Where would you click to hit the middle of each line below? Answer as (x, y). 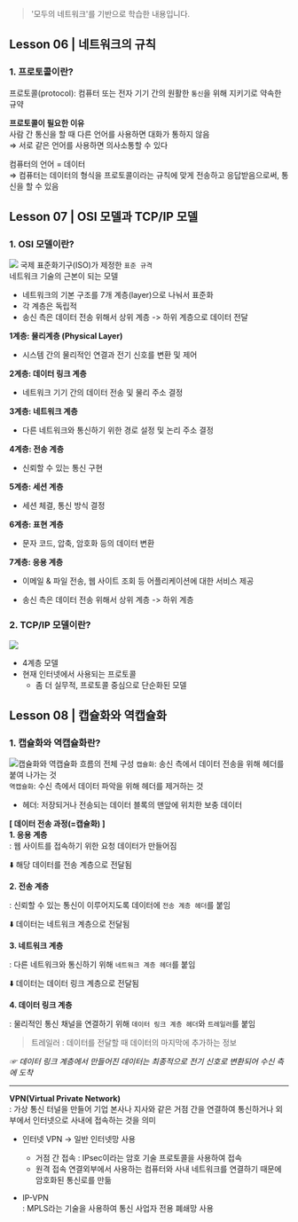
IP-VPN (35, 1198)
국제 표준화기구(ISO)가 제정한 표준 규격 (86, 265)
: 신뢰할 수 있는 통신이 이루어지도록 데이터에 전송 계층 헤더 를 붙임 (120, 905)
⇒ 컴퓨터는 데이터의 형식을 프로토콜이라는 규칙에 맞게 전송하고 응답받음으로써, (144, 175)
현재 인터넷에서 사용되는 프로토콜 (79, 674)
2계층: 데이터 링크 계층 (48, 374)
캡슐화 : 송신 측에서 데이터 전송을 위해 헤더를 (210, 764)
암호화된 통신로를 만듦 (74, 1180)
